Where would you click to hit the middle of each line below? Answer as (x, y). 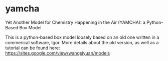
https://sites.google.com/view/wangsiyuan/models (58, 53)
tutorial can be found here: (33, 48)
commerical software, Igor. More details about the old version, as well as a (82, 42)
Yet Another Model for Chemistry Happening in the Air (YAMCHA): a (75, 22)
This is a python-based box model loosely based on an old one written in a (82, 37)
